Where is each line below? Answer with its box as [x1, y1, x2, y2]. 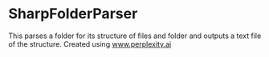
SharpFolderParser [8, 5, 138, 23]
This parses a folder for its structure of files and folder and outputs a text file [8, 31, 262, 40]
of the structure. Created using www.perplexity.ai [8, 39, 172, 48]
